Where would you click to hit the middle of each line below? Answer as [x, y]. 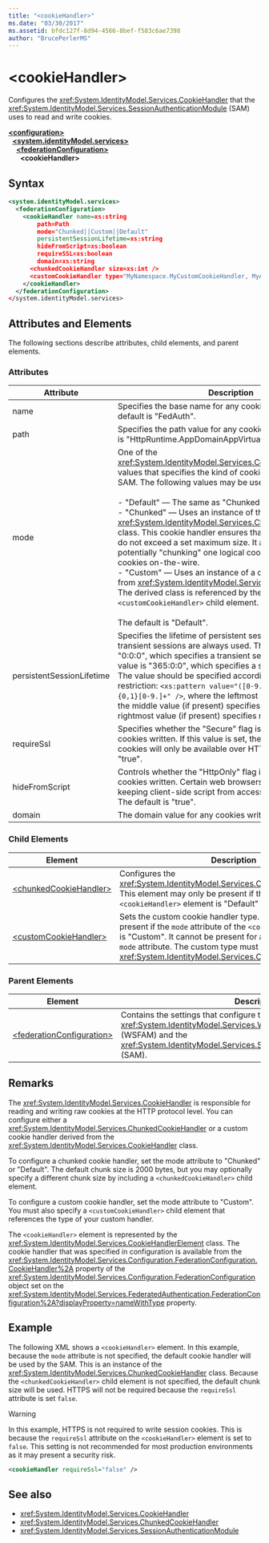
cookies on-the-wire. [159, 563]
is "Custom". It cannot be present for [189, 936]
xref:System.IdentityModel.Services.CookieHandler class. [103, 1145]
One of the [137, 452]
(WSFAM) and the [154, 1035]
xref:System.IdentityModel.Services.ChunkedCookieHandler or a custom [128, 1128]
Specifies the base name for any [178, 406]
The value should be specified [174, 676]
